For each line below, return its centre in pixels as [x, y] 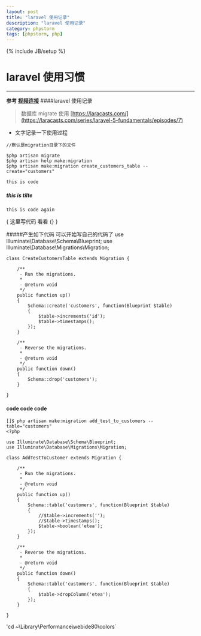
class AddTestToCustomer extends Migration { [64, 458]
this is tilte [19, 195]
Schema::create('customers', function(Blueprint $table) [100, 306]
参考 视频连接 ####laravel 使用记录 [49, 101]
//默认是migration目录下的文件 [41, 145]
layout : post [22, 12]
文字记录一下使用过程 [41, 133]
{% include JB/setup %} [36, 51]
